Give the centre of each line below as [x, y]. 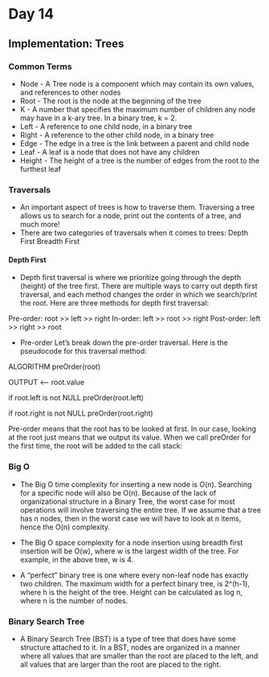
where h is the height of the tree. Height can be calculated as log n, [131, 592]
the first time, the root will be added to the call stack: [96, 446]
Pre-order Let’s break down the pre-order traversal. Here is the [124, 343]
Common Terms [40, 67]
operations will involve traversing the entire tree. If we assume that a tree [141, 509]
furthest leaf [41, 168]
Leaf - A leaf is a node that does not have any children [110, 152]
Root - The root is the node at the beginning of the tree [111, 100]
